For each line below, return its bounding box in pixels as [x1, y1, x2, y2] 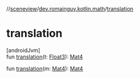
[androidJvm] [6, 46, 41, 54]
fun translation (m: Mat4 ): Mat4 [6, 65, 83, 72]
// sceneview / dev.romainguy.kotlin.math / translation [6, 5, 134, 12]
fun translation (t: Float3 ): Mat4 [6, 53, 83, 60]
